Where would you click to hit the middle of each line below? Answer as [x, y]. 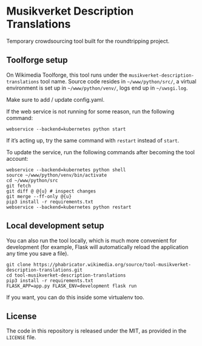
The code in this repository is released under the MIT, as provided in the [96, 331]
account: [17, 158]
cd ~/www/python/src [32, 180]
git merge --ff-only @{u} [39, 196]
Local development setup [55, 226]
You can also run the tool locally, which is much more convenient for [92, 240]
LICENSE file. [21, 337]
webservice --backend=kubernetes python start [66, 129]
